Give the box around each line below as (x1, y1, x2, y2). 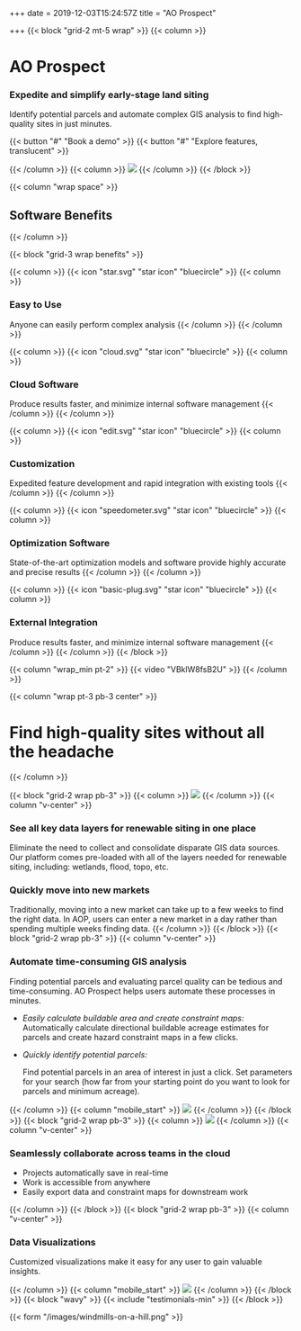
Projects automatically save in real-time (22, 1167, 169, 1178)
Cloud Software (9, 378, 79, 391)
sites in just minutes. (36, 119, 112, 130)
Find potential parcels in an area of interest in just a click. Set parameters (22, 1066, 293, 1077)
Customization (9, 457, 75, 470)
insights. (9, 1266, 41, 1277)
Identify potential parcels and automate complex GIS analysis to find (9, 109, 262, 120)
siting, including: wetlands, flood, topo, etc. (9, 861, 169, 872)
